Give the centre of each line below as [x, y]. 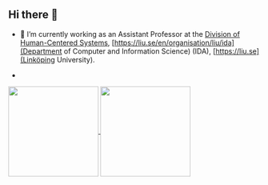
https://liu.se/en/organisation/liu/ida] [174, 42]
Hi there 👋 [33, 15]
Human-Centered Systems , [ [67, 42]
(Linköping [38, 59]
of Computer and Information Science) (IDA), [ [140, 51]
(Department [41, 51]
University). [76, 59]
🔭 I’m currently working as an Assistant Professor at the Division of [130, 34]
